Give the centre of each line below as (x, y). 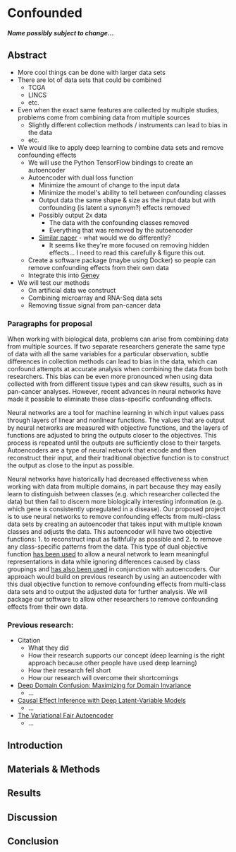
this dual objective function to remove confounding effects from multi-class (117, 584)
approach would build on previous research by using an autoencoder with (114, 576)
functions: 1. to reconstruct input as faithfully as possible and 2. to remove (115, 539)
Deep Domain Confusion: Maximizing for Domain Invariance (104, 685)
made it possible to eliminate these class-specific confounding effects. (110, 399)
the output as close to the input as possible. (71, 465)
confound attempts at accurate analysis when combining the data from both (117, 368)
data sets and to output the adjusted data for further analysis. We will (107, 591)
